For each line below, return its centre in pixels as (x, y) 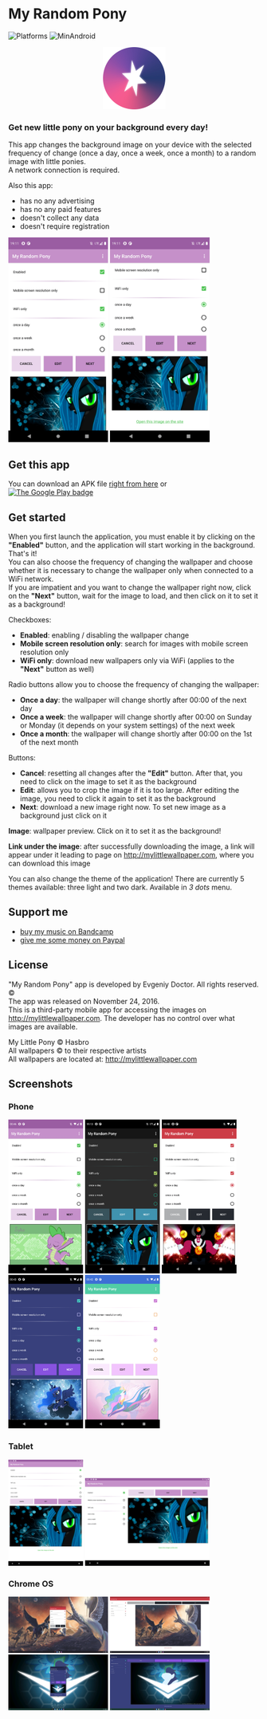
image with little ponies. (47, 162)
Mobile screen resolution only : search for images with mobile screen (134, 644)
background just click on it (63, 816)
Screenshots (41, 1084)
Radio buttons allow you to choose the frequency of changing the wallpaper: (134, 685)
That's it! (23, 554)
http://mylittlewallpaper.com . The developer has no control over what (122, 1018)
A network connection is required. (64, 170)
